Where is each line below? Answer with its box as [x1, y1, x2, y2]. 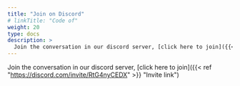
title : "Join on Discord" [7, 10, 84, 18]
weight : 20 [7, 23, 40, 31]
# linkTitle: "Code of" [7, 17, 79, 24]
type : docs [7, 30, 40, 38]
